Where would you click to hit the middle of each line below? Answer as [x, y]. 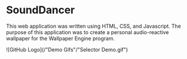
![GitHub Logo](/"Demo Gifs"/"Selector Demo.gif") [67, 49]
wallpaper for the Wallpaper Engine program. [61, 38]
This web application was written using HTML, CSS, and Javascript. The [93, 26]
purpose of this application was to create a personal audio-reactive [88, 32]
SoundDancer [41, 10]
